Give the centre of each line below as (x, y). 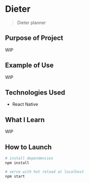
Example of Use (29, 65)
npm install (17, 163)
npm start (15, 176)
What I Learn (25, 119)
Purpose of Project (34, 38)
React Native (25, 105)
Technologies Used (35, 92)
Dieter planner (32, 23)
